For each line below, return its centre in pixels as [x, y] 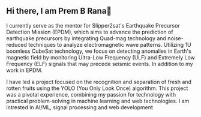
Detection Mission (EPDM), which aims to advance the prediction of [90, 32]
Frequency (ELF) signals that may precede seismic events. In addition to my [100, 64]
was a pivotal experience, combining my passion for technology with [91, 94]
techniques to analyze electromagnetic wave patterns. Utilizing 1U [109, 44]
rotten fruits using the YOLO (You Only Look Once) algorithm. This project [97, 88]
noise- [176, 38]
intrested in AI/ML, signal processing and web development [79, 107]
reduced [16, 44]
